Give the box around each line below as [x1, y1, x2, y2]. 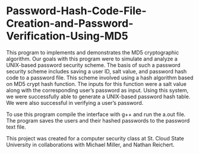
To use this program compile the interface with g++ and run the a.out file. [6, 111, 186, 118]
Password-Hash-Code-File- [6, 4, 147, 18]
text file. [6, 123, 26, 130]
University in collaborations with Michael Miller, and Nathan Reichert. [6, 141, 175, 148]
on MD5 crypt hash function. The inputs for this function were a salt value [6, 80, 187, 87]
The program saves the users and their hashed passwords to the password [6, 117, 190, 124]
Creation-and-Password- [6, 17, 134, 30]
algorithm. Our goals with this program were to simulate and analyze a [6, 55, 178, 62]
